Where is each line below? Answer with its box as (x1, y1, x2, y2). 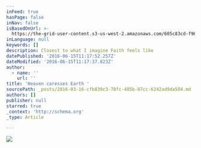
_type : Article (6, 114, 44, 120)
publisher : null (6, 97, 47, 103)
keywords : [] (6, 42, 39, 48)
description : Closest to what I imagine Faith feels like (6, 48, 154, 54)
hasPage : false (6, 14, 44, 20)
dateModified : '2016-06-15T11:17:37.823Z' (6, 58, 114, 64)
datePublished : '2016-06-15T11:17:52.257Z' (6, 53, 117, 59)
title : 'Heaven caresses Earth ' (6, 81, 90, 87)
